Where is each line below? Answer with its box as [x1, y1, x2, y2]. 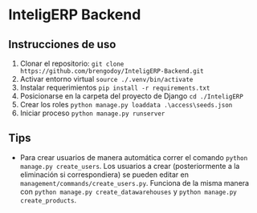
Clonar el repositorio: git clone [19, 58, 124, 68]
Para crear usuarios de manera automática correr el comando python [19, 152, 248, 162]
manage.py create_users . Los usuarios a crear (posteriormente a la [19, 161, 240, 171]
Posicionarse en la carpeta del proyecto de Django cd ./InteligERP [19, 91, 243, 101]
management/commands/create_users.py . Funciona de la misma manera [19, 178, 250, 187]
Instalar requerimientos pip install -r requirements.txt [19, 82, 210, 92]
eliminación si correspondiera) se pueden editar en [19, 170, 189, 179]
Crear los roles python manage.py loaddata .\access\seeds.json [19, 100, 233, 109]
